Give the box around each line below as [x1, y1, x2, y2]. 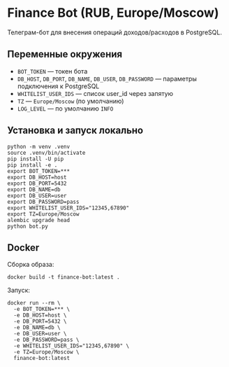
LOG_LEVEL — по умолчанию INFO [17, 104, 114, 113]
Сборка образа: [7, 261, 54, 269]
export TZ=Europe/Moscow [7, 210, 80, 218]
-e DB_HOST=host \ [13, 312, 68, 319]
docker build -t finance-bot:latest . [7, 274, 120, 281]
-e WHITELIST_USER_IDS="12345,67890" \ [13, 342, 130, 349]
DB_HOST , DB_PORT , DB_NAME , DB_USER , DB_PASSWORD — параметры [17, 74, 198, 83]
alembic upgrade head [7, 216, 71, 223]
